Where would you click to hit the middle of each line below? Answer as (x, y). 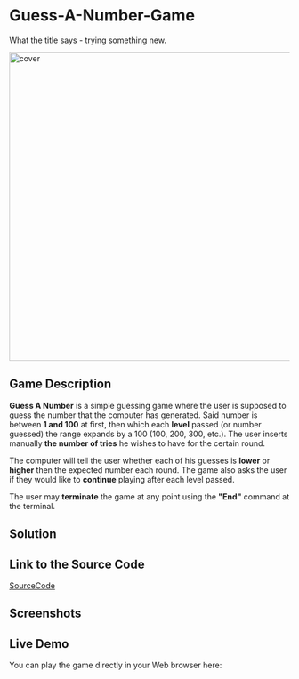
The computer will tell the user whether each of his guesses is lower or (140, 460)
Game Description (61, 384)
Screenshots (45, 614)
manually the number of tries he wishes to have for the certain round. (137, 443)
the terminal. (32, 506)
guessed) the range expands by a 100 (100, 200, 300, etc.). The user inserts (149, 434)
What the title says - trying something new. (88, 40)
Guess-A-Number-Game (102, 16)
